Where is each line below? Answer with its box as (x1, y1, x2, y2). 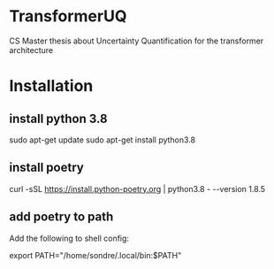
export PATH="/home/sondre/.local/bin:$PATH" (9, 250, 182, 260)
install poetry (9, 160, 84, 175)
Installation (9, 76, 94, 96)
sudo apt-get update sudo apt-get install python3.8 (9, 134, 196, 145)
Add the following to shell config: (9, 233, 130, 243)
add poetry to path (9, 210, 114, 225)
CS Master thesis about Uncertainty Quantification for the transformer (9, 35, 264, 46)
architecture (9, 44, 54, 55)
